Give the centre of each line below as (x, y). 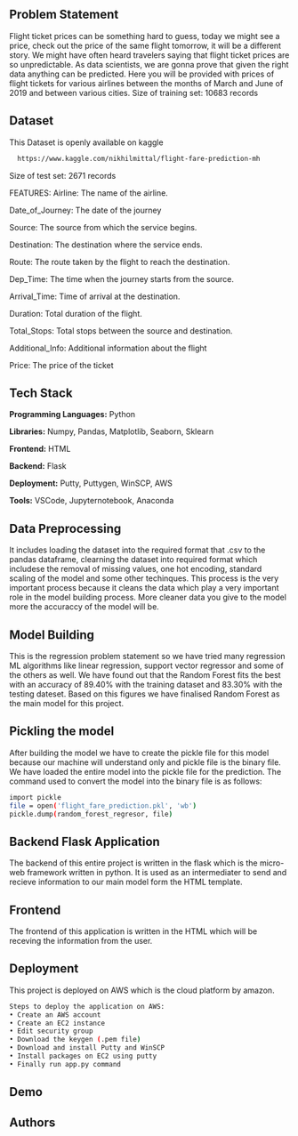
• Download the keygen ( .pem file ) (75, 1040)
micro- (272, 863)
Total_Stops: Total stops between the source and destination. (121, 330)
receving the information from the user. (81, 941)
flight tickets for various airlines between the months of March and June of (146, 83)
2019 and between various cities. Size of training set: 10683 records (134, 93)
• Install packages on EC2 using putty (83, 1056)
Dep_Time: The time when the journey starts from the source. (121, 278)
